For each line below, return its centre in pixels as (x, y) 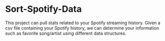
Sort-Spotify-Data (43, 9)
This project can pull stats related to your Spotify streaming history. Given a (83, 23)
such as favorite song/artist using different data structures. (66, 33)
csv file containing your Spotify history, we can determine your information (82, 28)
